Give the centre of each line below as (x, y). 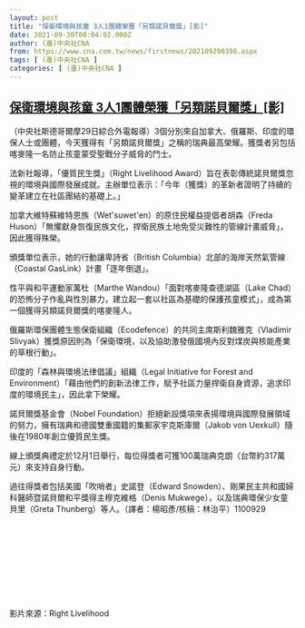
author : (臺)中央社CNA (49, 43)
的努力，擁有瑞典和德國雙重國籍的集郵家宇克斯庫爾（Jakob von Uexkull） (147, 425)
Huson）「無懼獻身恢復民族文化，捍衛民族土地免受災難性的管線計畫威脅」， (149, 226)
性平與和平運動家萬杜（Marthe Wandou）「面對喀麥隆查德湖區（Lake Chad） (151, 288)
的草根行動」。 (35, 352)
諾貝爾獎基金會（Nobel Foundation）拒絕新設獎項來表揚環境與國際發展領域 (150, 413)
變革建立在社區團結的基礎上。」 (67, 195)
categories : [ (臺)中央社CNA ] (66, 69)
